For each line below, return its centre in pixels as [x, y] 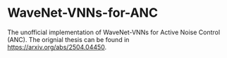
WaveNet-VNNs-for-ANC [83, 13]
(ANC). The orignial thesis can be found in [68, 39]
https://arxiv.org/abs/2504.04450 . [57, 47]
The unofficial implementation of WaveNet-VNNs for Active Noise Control [114, 32]
